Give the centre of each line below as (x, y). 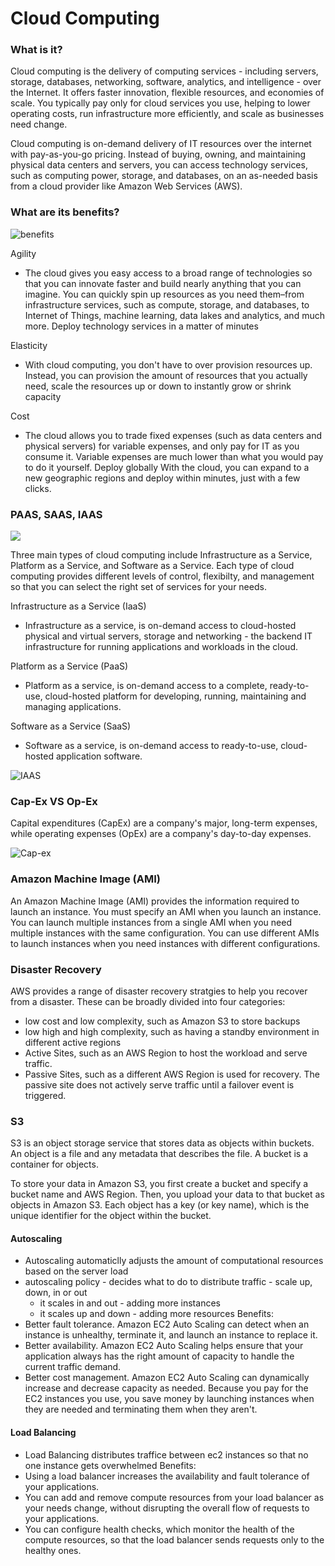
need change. (39, 124)
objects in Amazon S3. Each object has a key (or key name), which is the (160, 1205)
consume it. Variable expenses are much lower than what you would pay (174, 456)
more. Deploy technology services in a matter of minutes (141, 326)
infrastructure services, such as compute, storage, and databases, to (167, 304)
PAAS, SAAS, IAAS (56, 514)
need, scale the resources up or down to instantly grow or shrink (158, 386)
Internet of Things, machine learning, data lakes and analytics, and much (174, 315)
